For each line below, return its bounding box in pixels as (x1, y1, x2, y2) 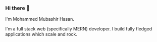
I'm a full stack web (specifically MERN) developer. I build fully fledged (5, 26, 152, 32)
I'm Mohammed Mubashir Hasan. (5, 16, 75, 22)
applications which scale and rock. (5, 31, 77, 37)
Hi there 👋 (5, 5, 30, 12)
